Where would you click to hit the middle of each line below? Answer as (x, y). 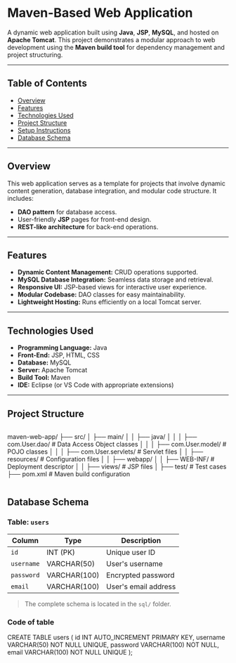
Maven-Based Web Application (100, 13)
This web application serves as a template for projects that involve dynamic (117, 183)
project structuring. (35, 55)
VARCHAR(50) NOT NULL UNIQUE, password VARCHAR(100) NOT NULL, (113, 645)
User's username (135, 563)
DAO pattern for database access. (67, 211)
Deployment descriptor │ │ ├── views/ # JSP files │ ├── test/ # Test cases (117, 466)
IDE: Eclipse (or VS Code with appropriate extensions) (96, 385)
